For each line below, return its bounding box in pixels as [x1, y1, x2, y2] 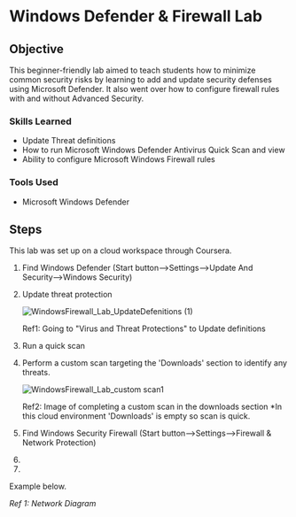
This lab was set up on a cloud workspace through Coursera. [9, 245, 232, 256]
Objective [9, 42, 65, 57]
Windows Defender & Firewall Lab [9, 6, 263, 27]
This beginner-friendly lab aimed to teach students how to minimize [9, 65, 256, 75]
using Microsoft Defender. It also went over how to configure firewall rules [9, 84, 280, 94]
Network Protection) [21, 437, 97, 448]
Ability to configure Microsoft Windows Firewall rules [21, 154, 215, 165]
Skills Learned [9, 115, 73, 127]
